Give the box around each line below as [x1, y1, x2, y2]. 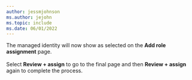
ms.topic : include [6, 20, 52, 26]
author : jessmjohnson [6, 8, 60, 15]
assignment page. [6, 48, 52, 56]
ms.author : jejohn [6, 14, 52, 20]
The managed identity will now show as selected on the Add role [6, 42, 166, 49]
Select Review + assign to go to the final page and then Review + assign [6, 61, 187, 68]
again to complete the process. [6, 67, 83, 75]
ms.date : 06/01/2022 [6, 25, 58, 32]
